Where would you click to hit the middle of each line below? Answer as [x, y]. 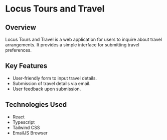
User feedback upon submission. [47, 89]
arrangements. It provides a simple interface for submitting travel [72, 45]
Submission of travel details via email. [51, 83]
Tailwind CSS [26, 127]
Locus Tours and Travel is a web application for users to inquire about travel [83, 39]
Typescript [24, 122]
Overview [21, 27]
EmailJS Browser [30, 133]
